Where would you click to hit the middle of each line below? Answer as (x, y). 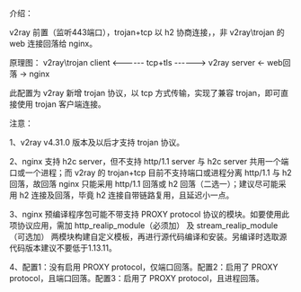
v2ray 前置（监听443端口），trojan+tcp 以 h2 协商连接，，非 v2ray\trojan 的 (147, 32)
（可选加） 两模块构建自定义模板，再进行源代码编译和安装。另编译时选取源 (148, 237)
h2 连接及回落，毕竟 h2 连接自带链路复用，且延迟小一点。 (127, 195)
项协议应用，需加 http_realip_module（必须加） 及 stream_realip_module (144, 226)
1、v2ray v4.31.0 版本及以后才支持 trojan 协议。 (97, 142)
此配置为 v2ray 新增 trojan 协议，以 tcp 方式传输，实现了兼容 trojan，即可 (145, 93)
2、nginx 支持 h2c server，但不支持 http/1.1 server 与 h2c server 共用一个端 (149, 161)
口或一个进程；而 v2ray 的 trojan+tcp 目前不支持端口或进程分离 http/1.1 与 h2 (150, 173)
